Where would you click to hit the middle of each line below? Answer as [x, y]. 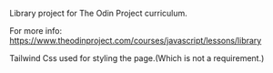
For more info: [35, 31]
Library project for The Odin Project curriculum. [99, 13]
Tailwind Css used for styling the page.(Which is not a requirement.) [137, 58]
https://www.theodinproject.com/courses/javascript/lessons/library [136, 41]
